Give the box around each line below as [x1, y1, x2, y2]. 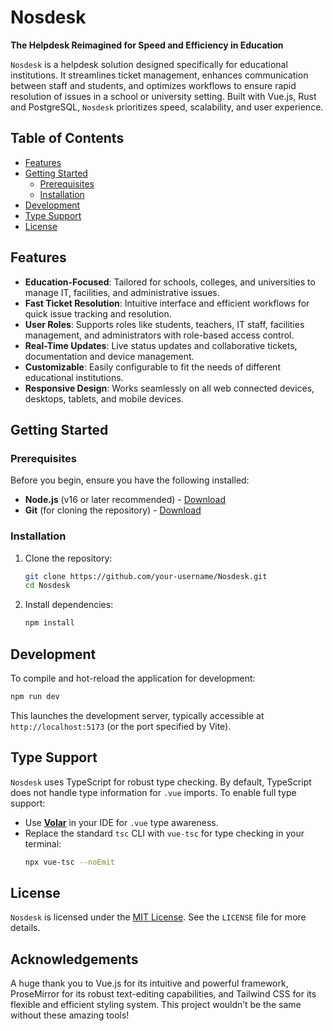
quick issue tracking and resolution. [24, 307, 172, 320]
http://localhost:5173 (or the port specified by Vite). [10, 720, 232, 732]
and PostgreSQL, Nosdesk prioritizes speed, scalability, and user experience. [10, 101, 324, 113]
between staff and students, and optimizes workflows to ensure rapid [10, 79, 297, 91]
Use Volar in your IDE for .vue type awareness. [24, 816, 219, 828]
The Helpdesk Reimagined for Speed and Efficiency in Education [10, 39, 284, 51]
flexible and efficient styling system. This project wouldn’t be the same [10, 999, 302, 1011]
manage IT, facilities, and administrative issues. [24, 286, 220, 298]
